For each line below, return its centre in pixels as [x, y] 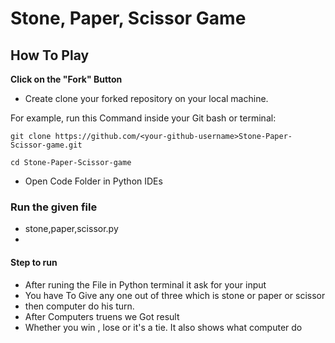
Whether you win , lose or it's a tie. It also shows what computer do [163, 327]
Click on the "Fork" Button [66, 79]
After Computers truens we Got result [102, 316]
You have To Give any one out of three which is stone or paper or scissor [175, 295]
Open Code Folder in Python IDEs [93, 181]
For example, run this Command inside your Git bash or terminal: [143, 118]
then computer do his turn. [79, 306]
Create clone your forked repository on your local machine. [146, 98]
